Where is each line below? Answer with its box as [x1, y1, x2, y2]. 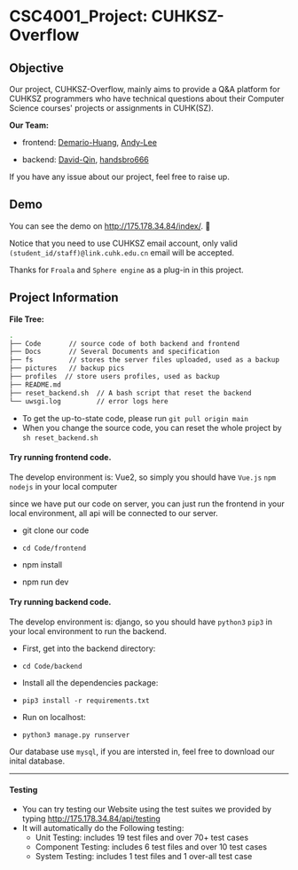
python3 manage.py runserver [21, 730, 130, 740]
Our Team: [9, 120, 49, 130]
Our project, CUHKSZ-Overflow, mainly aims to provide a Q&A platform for [9, 84, 281, 94]
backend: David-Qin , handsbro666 [21, 154, 149, 165]
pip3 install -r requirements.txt [21, 696, 150, 705]
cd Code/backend [21, 662, 82, 670]
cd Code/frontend [21, 544, 87, 553]
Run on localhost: [21, 711, 86, 722]
